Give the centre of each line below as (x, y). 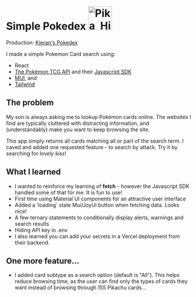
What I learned (33, 172)
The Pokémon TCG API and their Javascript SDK (73, 71)
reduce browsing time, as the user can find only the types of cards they (101, 281)
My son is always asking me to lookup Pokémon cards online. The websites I (99, 117)
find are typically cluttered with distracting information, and (78, 123)
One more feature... (43, 261)
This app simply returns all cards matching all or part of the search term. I (95, 141)
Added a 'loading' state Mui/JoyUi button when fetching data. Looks (97, 205)
